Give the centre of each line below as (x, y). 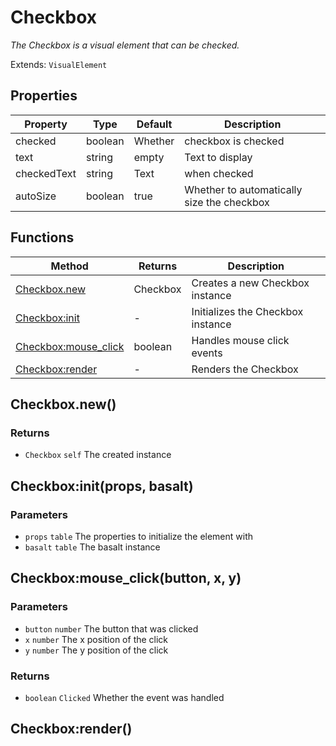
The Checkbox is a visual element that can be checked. (125, 45)
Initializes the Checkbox (247, 311)
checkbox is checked (234, 141)
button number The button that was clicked (111, 628)
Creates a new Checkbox (250, 283)
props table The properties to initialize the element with (139, 536)
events (207, 353)
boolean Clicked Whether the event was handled (124, 697)
